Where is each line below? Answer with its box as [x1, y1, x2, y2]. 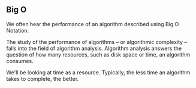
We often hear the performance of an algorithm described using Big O [6, 20, 179, 27]
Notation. [6, 27, 29, 34]
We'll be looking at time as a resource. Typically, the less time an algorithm [6, 68, 191, 76]
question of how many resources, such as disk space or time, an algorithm [6, 51, 191, 58]
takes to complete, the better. [6, 75, 79, 82]
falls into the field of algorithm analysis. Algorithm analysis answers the [6, 45, 182, 52]
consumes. [6, 57, 34, 64]
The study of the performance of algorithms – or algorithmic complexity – [6, 38, 188, 45]
